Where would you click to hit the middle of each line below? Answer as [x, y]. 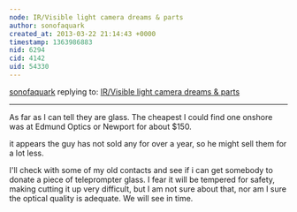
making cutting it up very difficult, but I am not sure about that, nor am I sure [148, 189]
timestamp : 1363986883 [51, 42]
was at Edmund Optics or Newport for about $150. [100, 126]
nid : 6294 [27, 50]
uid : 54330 [29, 67]
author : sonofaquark [47, 26]
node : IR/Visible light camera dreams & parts [96, 17]
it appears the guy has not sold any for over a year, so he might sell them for [148, 143]
